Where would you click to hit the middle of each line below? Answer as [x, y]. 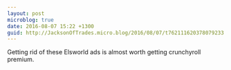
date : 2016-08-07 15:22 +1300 [51, 26]
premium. [21, 60]
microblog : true [30, 20]
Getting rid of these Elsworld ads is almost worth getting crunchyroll [104, 52]
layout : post [26, 13]
